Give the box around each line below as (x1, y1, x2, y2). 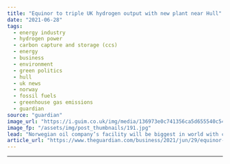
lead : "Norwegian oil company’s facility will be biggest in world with (7, 131, 219, 137)
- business (13, 55, 44, 61)
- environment (13, 61, 53, 68)
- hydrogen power (13, 36, 63, 42)
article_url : (7, 137, 44, 144)
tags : (7, 23, 23, 29)
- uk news (13, 80, 41, 87)
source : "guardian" (7, 111, 63, 118)
